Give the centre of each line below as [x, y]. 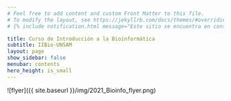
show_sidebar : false [37, 58]
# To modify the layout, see [49, 20]
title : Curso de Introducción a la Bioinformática [81, 38]
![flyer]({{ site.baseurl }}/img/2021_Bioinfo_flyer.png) [81, 90]
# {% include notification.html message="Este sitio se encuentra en [109, 26]
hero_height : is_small [40, 70]
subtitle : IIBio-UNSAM [40, 45]
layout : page [26, 52]
